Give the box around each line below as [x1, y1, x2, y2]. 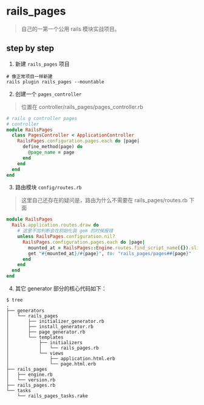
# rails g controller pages [6, 115, 78, 121]
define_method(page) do [22, 144, 83, 150]
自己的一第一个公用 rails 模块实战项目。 [21, 25, 120, 32]
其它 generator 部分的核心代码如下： [15, 285, 107, 292]
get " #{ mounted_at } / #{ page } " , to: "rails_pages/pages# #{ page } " [28, 250, 191, 256]
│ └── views [6, 350, 64, 356]
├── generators [6, 308, 45, 314]
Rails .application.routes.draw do [12, 222, 99, 228]
